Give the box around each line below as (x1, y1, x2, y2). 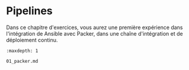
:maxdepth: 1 (6, 47, 39, 54)
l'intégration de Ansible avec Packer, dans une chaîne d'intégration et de (6, 30, 183, 37)
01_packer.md (6, 58, 39, 64)
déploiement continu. (6, 36, 58, 43)
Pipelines (6, 4, 53, 18)
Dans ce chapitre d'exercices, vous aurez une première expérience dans (6, 24, 183, 31)
